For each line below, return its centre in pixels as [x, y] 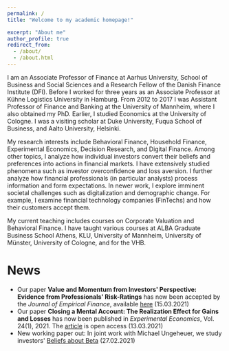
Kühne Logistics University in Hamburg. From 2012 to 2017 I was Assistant [112, 99]
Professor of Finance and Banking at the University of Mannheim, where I [111, 106]
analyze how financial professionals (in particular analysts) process [102, 178]
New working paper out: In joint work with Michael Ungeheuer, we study [119, 333]
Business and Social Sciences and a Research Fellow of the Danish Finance [114, 84]
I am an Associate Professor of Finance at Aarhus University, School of [108, 77]
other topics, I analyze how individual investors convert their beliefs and [109, 156]
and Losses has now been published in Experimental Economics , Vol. [116, 318]
